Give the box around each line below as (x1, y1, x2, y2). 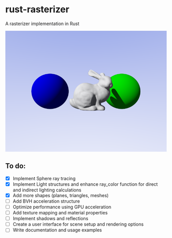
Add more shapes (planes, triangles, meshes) (12, 192, 109, 198)
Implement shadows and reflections (12, 215, 89, 222)
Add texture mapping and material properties (12, 210, 108, 216)
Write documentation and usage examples (12, 227, 102, 233)
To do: (5, 162, 26, 170)
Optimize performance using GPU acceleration (12, 204, 112, 210)
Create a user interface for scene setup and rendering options (12, 221, 144, 227)
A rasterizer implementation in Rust (5, 20, 79, 27)
